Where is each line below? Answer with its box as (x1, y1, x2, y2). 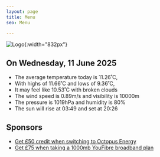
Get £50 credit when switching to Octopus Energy (14, 138, 137, 145)
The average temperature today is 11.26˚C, (14, 74, 118, 81)
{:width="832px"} (24, 41, 68, 48)
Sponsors (6, 122, 43, 132)
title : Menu (6, 14, 35, 20)
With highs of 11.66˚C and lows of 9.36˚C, (14, 80, 115, 87)
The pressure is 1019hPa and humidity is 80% (14, 99, 126, 106)
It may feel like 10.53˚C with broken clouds (14, 86, 118, 93)
